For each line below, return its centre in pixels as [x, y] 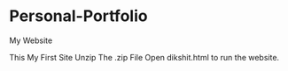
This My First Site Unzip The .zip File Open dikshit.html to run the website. [144, 57]
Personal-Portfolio [78, 16]
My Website [31, 40]
